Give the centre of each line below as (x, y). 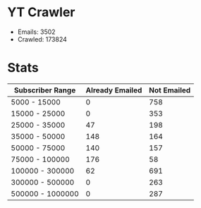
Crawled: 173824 (42, 39)
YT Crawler (41, 12)
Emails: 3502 (36, 32)
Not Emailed (170, 90)
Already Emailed (114, 90)
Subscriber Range (45, 90)
